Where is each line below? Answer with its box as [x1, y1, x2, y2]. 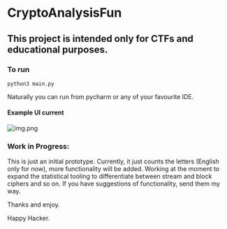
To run [7, 64, 30, 74]
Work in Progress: [7, 142, 70, 151]
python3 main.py [7, 80, 54, 87]
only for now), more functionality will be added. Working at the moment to [7, 165, 220, 173]
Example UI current [7, 108, 64, 117]
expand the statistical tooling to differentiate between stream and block [7, 172, 212, 181]
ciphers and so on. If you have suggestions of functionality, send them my [7, 179, 221, 188]
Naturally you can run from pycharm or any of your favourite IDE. [7, 92, 194, 101]
